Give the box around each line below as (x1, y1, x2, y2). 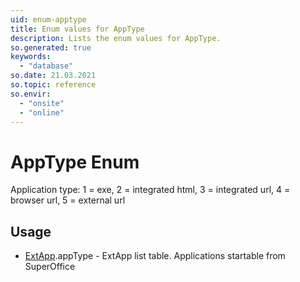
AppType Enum (10, 151, 140, 173)
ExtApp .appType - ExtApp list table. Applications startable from (24, 250, 286, 262)
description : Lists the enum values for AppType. (10, 33, 222, 43)
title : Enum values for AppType (10, 24, 145, 34)
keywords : (10, 52, 52, 62)
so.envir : (10, 89, 52, 99)
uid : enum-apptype (10, 14, 87, 25)
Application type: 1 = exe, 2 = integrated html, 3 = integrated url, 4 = (10, 184, 291, 196)
